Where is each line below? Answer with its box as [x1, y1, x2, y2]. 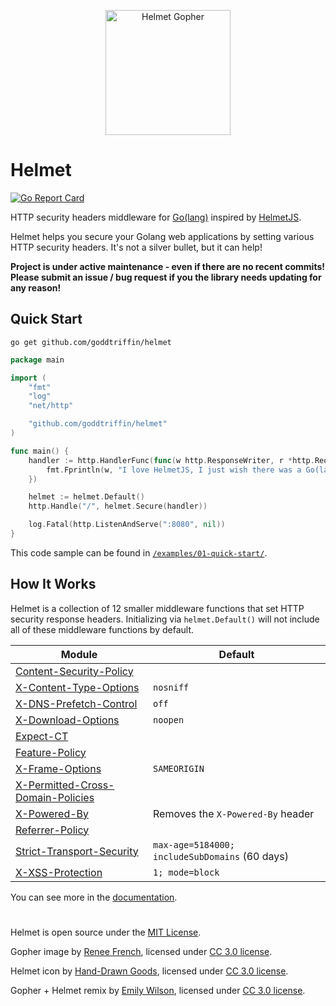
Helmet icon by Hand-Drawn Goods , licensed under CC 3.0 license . [10, 965, 289, 977]
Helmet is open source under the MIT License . [10, 926, 202, 938]
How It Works [10, 576, 97, 593]
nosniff [153, 681, 190, 693]
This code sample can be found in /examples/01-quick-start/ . [10, 546, 268, 559]
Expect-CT [15, 729, 69, 743]
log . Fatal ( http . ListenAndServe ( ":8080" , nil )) [28, 520, 226, 530]
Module [60, 647, 98, 661]
